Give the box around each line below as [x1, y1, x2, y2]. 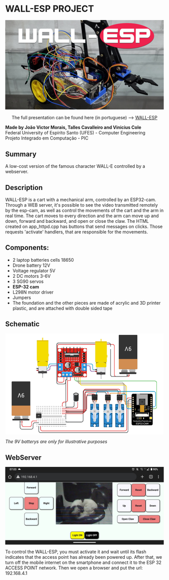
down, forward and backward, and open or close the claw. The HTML [5, 218, 149, 224]
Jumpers [12, 294, 31, 301]
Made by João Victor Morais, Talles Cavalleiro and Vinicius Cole [5, 124, 142, 130]
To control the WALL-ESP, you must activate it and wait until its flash [5, 549, 147, 555]
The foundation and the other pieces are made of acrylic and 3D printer [12, 300, 161, 306]
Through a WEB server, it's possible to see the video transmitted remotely [5, 202, 158, 208]
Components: [5, 244, 49, 252]
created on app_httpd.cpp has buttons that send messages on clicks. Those [5, 223, 163, 230]
